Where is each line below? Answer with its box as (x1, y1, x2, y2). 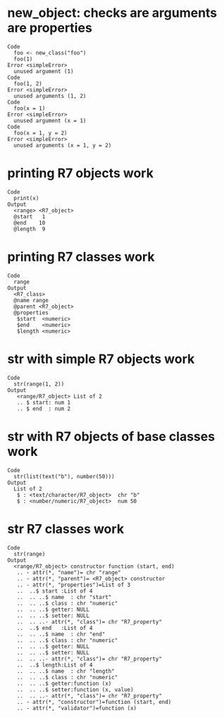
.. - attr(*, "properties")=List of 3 (16, 581, 131, 588)
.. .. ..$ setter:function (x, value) (16, 686, 134, 693)
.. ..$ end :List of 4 (16, 624, 93, 631)
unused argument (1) (13, 68, 74, 75)
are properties (7, 20, 93, 36)
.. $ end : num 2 (16, 405, 71, 412)
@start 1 (13, 213, 46, 220)
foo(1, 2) (13, 80, 42, 87)
